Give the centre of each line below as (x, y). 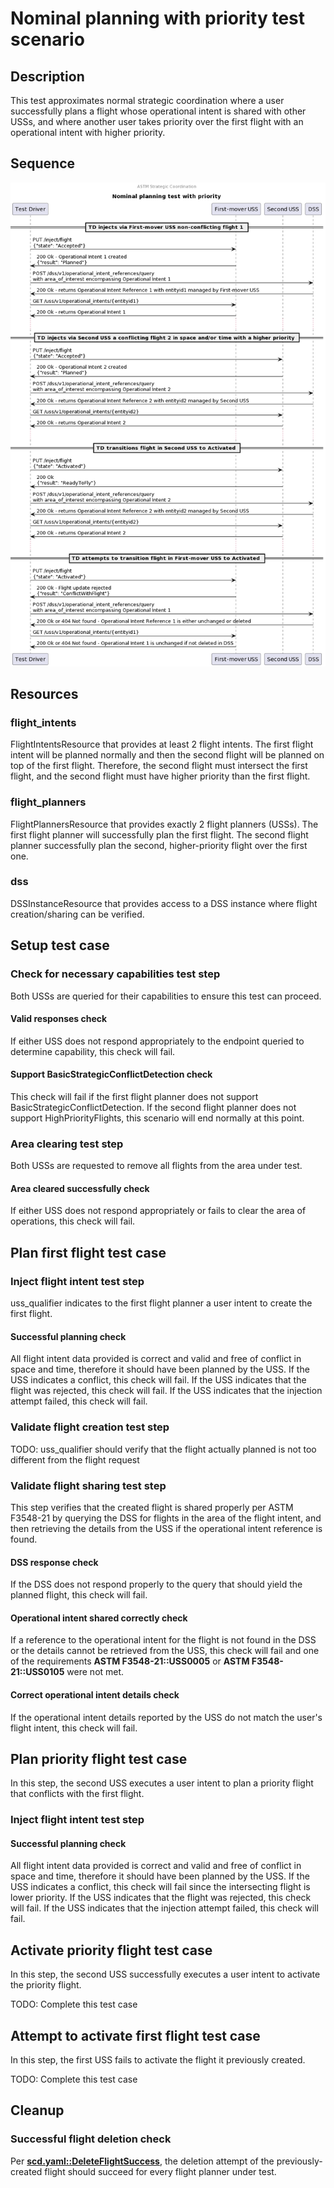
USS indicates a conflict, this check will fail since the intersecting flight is (160, 1887)
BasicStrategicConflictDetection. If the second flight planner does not (153, 1107)
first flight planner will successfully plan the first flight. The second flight (159, 834)
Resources (44, 693)
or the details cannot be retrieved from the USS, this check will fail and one (165, 1651)
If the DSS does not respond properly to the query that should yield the (156, 1584)
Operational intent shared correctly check (99, 1618)
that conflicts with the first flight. (77, 1794)
